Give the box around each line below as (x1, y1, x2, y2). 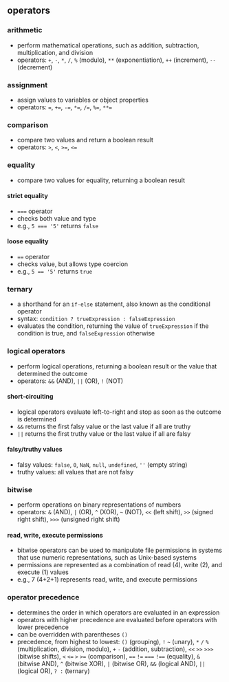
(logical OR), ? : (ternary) (17, 666, 91, 675)
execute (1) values (17, 568, 69, 576)
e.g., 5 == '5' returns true (17, 267, 93, 275)
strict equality (7, 192, 48, 200)
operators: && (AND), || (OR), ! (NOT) (17, 377, 124, 385)
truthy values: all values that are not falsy (17, 467, 134, 476)
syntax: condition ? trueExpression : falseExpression (17, 315, 175, 323)
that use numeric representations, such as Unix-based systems (17, 553, 197, 562)
